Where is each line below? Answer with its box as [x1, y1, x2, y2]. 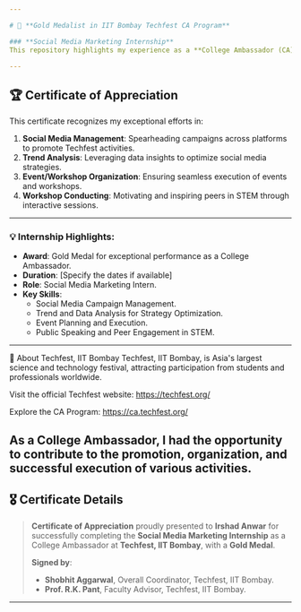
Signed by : [30, 556, 73, 567]
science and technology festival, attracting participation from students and [9, 362, 285, 373]
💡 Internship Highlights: [9, 230, 115, 243]
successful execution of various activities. [9, 461, 253, 476]
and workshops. [21, 181, 82, 192]
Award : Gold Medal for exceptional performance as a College [21, 251, 249, 262]
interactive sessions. [21, 200, 99, 211]
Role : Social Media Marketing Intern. [21, 280, 157, 290]
